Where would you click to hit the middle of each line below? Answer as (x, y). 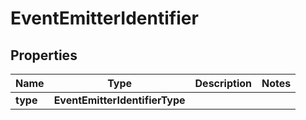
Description (223, 83)
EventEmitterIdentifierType (119, 100)
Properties (44, 55)
